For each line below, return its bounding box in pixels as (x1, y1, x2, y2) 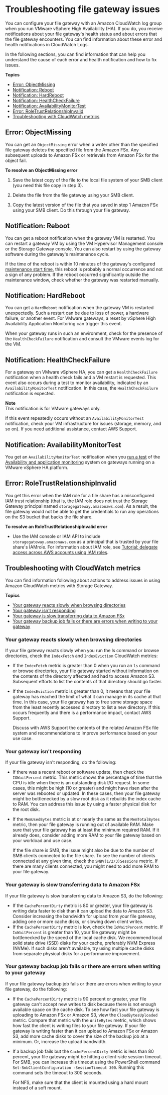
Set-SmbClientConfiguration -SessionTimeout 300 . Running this (12, 1064, 144, 1070)
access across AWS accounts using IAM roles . (12, 549, 109, 555)
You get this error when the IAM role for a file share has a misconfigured (5, 492, 154, 498)
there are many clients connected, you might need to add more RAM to (12, 863, 159, 869)
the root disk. (12, 806, 40, 812)
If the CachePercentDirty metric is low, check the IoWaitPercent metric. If (12, 924, 163, 930)
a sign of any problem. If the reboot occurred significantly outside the (5, 271, 149, 278)
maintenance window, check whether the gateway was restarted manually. (5, 277, 159, 283)
